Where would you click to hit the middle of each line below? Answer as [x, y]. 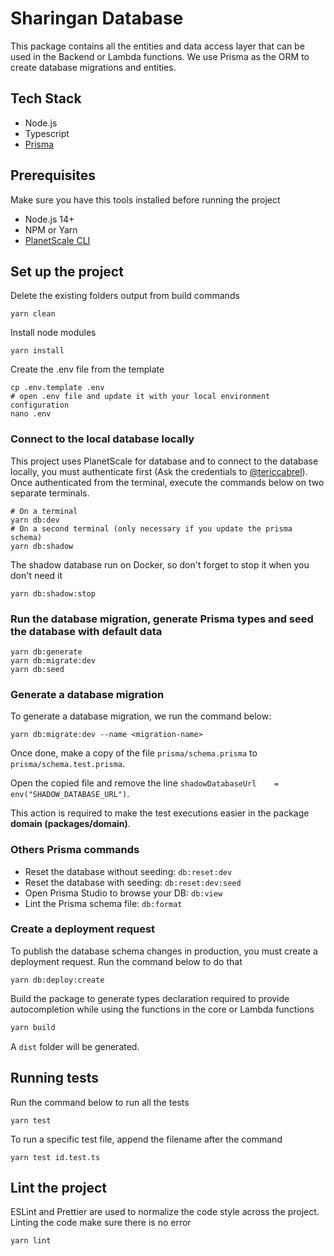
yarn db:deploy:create [57, 980]
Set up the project [67, 271]
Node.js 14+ [49, 219]
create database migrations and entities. [93, 67]
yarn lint [31, 1241]
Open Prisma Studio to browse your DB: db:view [123, 893]
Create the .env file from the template [87, 369]
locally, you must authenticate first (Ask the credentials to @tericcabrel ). [159, 471]
